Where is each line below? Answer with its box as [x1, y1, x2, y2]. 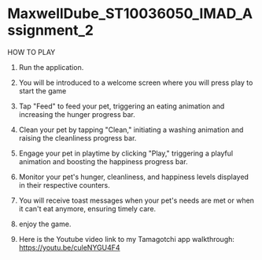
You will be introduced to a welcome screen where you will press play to [18, 78, 253, 87]
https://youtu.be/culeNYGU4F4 [18, 243, 120, 252]
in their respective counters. [18, 180, 111, 189]
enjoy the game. [18, 219, 72, 229]
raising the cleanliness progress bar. [18, 133, 137, 142]
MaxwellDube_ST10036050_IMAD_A [7, 5, 253, 23]
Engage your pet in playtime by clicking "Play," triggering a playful [18, 148, 234, 158]
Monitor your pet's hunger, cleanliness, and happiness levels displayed [18, 172, 249, 181]
